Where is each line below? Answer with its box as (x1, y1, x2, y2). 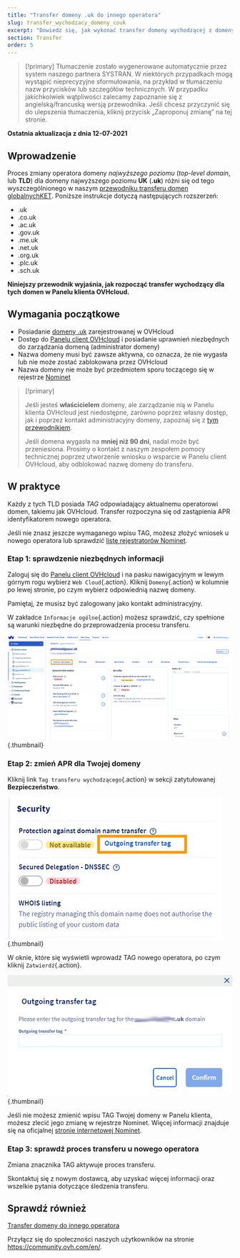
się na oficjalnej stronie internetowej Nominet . (7, 1126, 142, 1135)
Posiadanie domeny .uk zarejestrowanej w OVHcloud (17, 327, 174, 336)
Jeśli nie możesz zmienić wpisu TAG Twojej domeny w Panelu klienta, (7, 1111, 213, 1119)
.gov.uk (17, 228, 40, 236)
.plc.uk (17, 258, 38, 267)
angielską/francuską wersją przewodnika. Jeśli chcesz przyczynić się (24, 100, 230, 109)
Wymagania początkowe (7, 308, 120, 321)
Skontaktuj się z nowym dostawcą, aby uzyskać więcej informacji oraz (7, 1174, 215, 1182)
